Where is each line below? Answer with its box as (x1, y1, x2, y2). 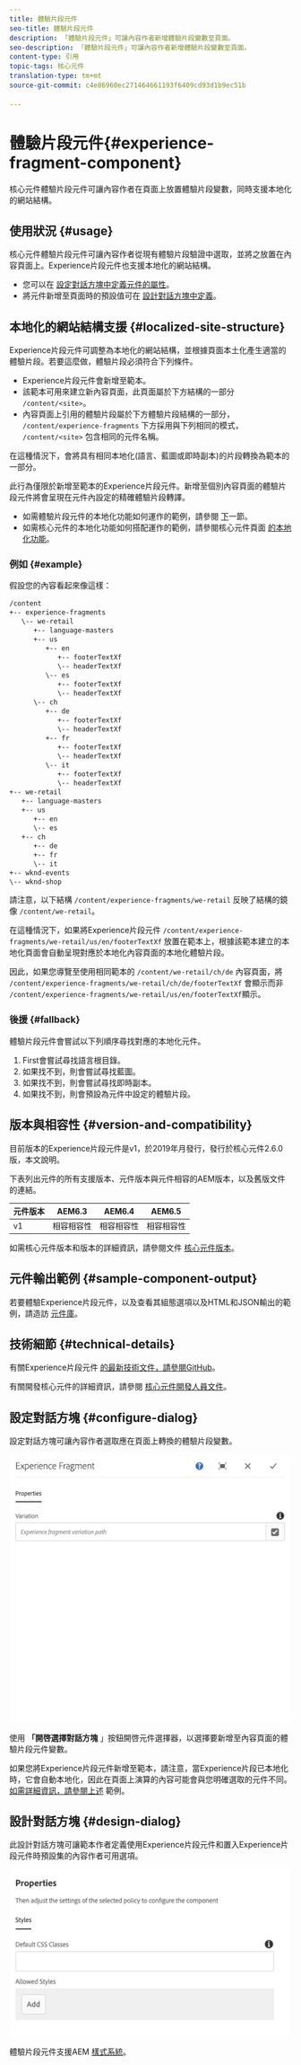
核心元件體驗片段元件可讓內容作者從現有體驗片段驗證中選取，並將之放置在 (9, 249, 284, 260)
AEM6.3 (56, 1205, 88, 1216)
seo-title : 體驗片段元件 (9, 23, 94, 33)
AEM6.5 (150, 1205, 182, 1216)
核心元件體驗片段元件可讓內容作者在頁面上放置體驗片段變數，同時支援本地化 (9, 183, 292, 194)
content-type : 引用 (9, 52, 80, 62)
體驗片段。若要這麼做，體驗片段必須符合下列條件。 (9, 356, 198, 367)
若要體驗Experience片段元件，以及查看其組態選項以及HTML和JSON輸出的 (9, 1296, 284, 1307)
